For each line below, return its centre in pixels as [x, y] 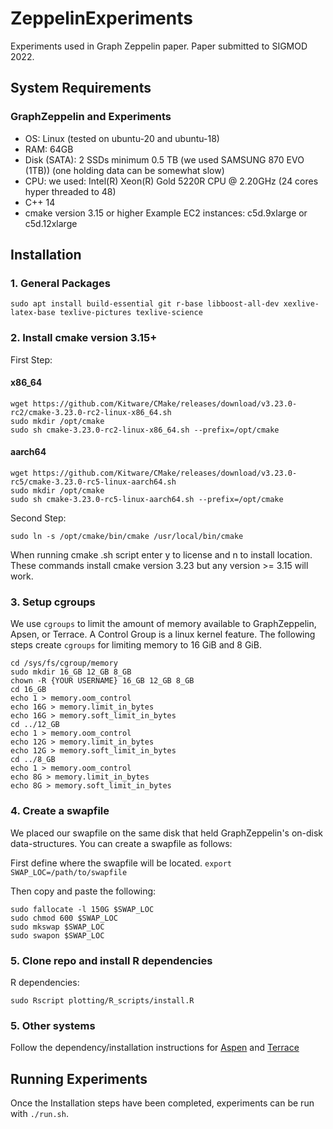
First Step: [31, 359]
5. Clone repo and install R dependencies [111, 960]
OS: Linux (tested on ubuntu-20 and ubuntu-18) [122, 138]
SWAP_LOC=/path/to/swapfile [69, 872]
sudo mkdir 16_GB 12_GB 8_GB [71, 672]
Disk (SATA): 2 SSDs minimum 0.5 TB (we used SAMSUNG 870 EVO [164, 159]
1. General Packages [60, 283]
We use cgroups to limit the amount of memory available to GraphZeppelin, [163, 624]
